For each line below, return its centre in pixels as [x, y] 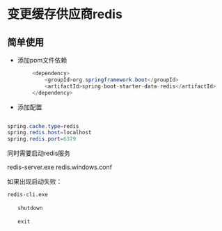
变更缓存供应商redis [65, 14]
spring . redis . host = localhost [49, 133]
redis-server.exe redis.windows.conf [60, 167]
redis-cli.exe [28, 195]
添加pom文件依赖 [42, 60]
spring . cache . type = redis [43, 126]
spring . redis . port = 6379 [42, 139]
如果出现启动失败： [35, 182]
